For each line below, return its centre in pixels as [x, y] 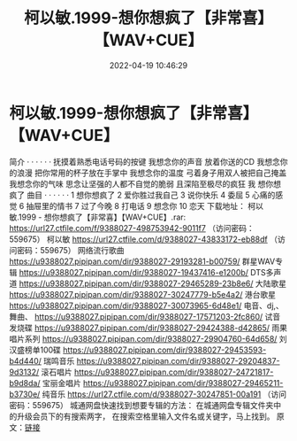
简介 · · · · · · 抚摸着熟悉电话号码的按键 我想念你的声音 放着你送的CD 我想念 [145, 161]
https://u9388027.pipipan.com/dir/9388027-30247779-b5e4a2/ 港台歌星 [143, 294]
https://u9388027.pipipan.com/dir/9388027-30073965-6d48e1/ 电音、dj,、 [147, 306]
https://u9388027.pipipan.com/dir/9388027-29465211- [183, 383]
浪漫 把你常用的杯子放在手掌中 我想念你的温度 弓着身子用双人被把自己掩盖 [152, 173]
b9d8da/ [25, 383]
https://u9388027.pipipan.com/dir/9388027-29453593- [165, 350]
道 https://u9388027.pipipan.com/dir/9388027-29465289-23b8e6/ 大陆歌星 [148, 283]
